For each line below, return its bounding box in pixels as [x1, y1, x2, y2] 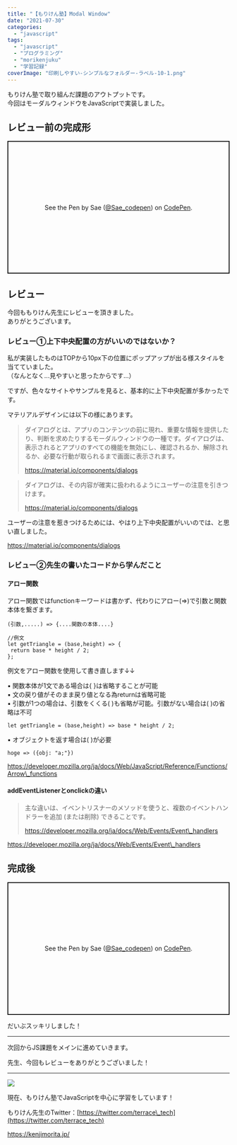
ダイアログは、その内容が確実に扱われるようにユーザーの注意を [24, 481, 210, 489]
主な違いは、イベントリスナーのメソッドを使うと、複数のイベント [24, 803, 217, 812]
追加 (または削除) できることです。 [49, 812, 150, 821]
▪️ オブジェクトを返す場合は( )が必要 [7, 735, 111, 744]
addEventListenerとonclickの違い [7, 786, 107, 795]
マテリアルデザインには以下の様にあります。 [7, 410, 137, 419]
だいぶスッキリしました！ [7, 1021, 82, 1030]
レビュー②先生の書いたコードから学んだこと [7, 560, 162, 570]
